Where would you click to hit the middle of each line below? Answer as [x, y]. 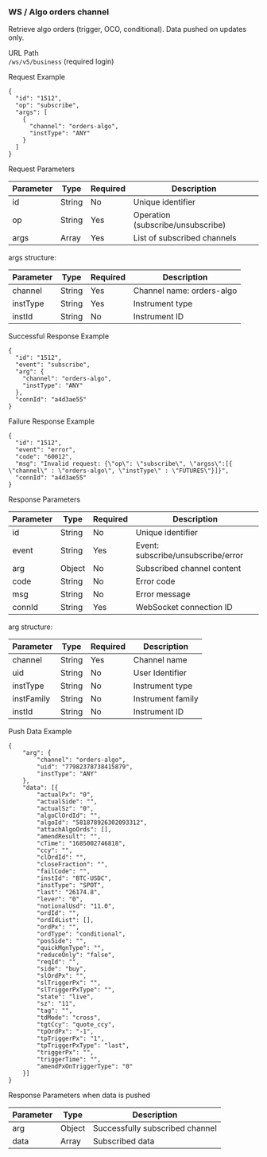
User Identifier [160, 673]
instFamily [31, 699]
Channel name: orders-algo [185, 291]
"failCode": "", [64, 872]
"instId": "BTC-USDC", [74, 878]
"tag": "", [55, 1011]
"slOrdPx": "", [62, 976]
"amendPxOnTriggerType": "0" [85, 1067]
